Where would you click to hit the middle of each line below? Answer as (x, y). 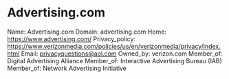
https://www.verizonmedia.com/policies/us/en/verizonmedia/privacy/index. (114, 46)
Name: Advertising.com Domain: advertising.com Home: (87, 32)
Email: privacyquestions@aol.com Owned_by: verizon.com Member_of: (122, 54)
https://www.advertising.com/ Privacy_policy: (72, 38)
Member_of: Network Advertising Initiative (67, 68)
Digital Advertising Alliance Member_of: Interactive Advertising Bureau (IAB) (115, 60)
